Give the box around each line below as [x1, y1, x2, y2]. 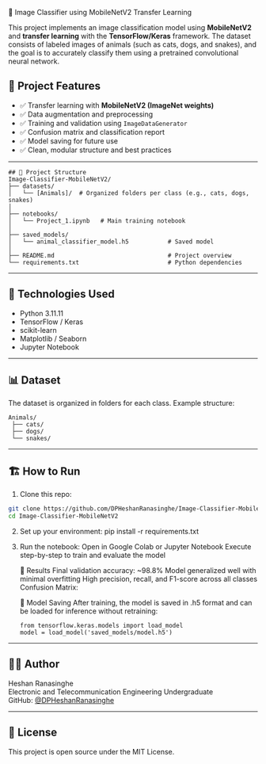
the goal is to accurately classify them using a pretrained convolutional [8, 48, 239, 57]
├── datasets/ [8, 182, 55, 190]
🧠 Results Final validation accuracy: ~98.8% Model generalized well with [19, 566, 256, 575]
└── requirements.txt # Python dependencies [8, 258, 243, 266]
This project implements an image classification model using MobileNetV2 [8, 23, 252, 32]
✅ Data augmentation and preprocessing [19, 109, 154, 119]
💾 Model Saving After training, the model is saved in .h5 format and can [19, 598, 253, 607]
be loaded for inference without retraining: [19, 606, 158, 616]
